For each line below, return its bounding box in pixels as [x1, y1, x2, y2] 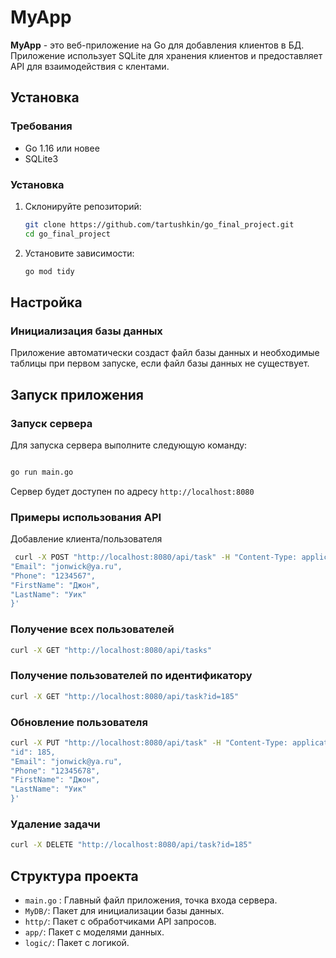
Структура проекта [10, 867, 139, 885]
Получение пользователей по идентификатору [10, 669, 253, 683]
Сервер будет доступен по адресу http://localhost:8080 [10, 485, 255, 497]
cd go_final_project [24, 229, 111, 239]
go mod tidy [24, 266, 75, 276]
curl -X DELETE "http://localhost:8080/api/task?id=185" [10, 840, 253, 850]
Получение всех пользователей [10, 622, 175, 636]
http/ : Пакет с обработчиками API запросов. [24, 916, 217, 928]
